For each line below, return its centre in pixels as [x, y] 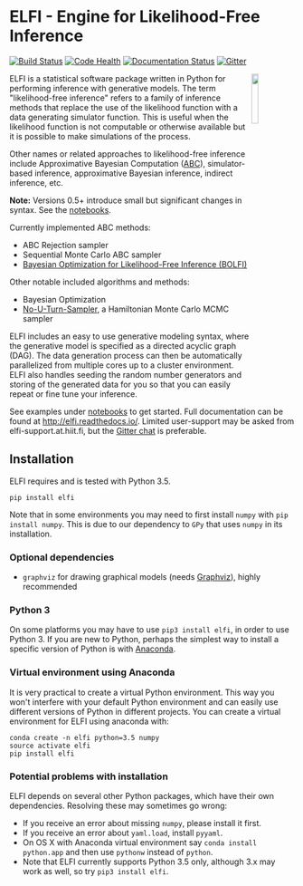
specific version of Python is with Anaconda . [93, 649]
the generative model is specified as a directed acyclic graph [123, 345]
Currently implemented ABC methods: [80, 227]
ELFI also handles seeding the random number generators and [126, 374]
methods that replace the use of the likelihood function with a [123, 107]
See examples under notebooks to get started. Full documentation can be [146, 411]
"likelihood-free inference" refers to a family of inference [115, 98]
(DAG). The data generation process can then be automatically [126, 355]
